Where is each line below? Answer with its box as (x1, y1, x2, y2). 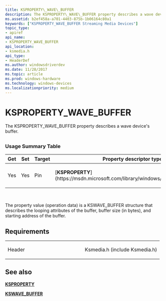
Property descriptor (102, 155, 151, 162)
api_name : (5, 35, 26, 40)
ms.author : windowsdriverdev (5, 62, 65, 67)
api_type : (5, 53, 26, 58)
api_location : (5, 44, 35, 49)
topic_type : (5, 26, 30, 31)
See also (5, 268, 32, 276)
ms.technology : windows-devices (5, 81, 72, 86)
